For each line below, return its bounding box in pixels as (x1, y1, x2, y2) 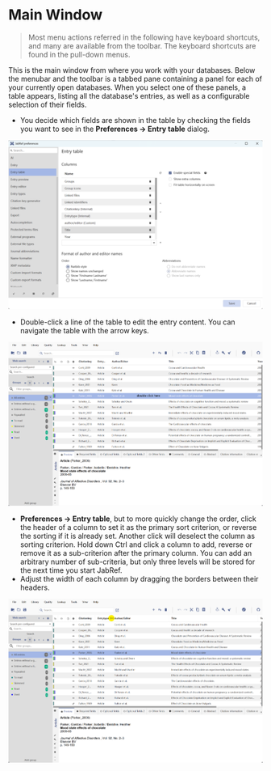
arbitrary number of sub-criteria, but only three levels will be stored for (19, 557, 256, 566)
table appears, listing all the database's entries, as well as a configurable (8, 91, 250, 100)
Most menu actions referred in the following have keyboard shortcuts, (27, 32, 261, 42)
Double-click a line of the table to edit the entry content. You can (19, 317, 236, 327)
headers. (19, 582, 50, 592)
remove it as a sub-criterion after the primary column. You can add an (19, 548, 252, 557)
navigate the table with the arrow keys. (19, 325, 149, 335)
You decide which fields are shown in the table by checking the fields (19, 115, 252, 125)
